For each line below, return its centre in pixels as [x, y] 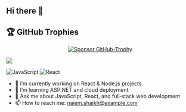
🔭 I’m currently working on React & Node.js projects [78, 83]
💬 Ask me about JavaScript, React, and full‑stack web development [97, 97]
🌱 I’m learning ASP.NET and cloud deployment [72, 90]
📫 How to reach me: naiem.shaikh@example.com [76, 103]
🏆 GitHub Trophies [43, 32]
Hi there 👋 [25, 11]
